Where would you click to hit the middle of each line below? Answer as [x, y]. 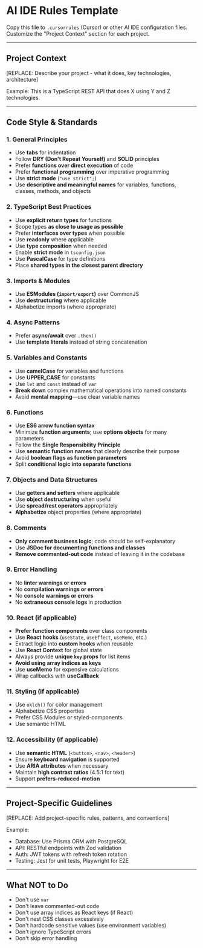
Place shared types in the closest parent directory [79, 265]
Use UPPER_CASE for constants [55, 377]
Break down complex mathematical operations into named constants [101, 390]
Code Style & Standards [52, 123]
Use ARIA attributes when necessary [62, 765]
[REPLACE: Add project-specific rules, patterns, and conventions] [88, 818]
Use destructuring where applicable [61, 301]
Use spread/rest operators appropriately [66, 506]
